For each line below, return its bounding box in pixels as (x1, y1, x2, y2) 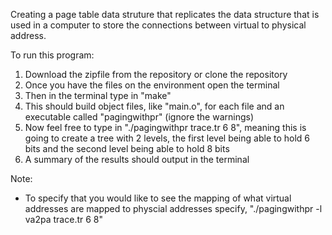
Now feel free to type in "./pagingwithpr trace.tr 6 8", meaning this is (24, 122, 307, 133)
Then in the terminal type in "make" (24, 90, 172, 101)
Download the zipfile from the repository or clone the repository (24, 69, 288, 80)
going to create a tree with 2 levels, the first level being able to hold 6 (24, 132, 311, 144)
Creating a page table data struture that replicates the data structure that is (10, 9, 320, 20)
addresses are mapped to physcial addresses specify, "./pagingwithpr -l (24, 203, 323, 214)
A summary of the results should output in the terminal (24, 154, 250, 165)
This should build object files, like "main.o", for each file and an (24, 100, 285, 112)
